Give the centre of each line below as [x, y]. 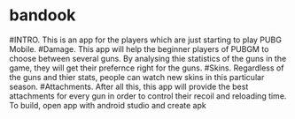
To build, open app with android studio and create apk [108, 105]
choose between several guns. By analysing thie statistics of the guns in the [148, 58]
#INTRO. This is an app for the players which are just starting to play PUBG [145, 40]
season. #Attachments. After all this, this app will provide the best [129, 86]
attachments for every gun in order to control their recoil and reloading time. [148, 96]
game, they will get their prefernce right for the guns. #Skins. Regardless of [147, 68]
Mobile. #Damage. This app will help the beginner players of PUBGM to [139, 48]
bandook [43, 15]
